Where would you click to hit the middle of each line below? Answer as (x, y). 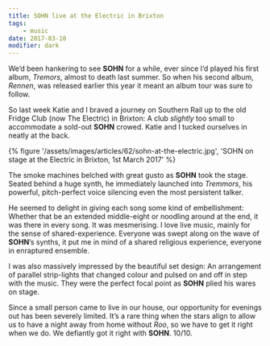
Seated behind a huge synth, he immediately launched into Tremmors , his (131, 184)
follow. (19, 94)
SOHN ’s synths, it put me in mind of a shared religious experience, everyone (135, 242)
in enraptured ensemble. (49, 251)
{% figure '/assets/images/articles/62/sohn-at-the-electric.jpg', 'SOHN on (131, 151)
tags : (17, 23)
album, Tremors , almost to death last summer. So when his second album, (131, 77)
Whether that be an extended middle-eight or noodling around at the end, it (133, 216)
